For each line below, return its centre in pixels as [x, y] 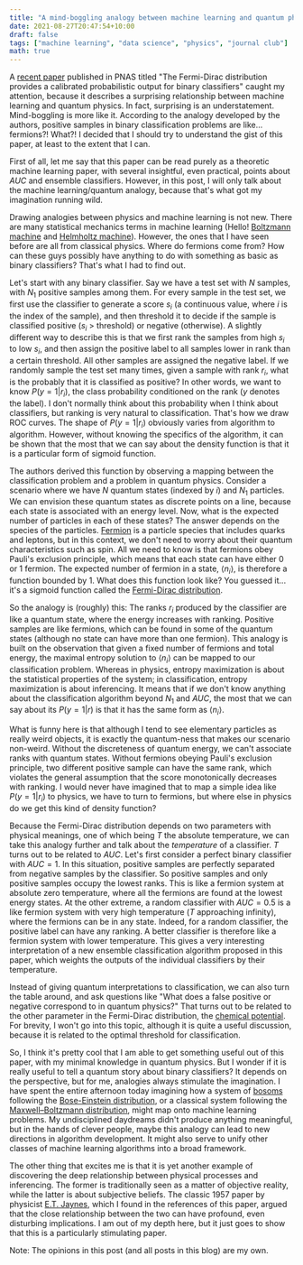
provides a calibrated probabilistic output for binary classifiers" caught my [147, 87]
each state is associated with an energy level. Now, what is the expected [144, 512]
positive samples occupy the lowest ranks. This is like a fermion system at [147, 883]
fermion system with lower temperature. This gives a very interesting [137, 941]
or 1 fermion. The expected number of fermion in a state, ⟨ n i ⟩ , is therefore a [148, 570]
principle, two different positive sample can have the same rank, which [141, 768]
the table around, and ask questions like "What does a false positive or [141, 997]
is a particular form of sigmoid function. [83, 453]
